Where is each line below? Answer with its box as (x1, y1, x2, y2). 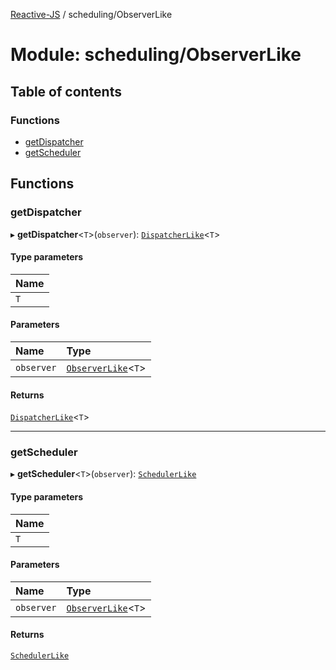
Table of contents (10, 83, 122, 100)
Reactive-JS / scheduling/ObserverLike (10, 9, 173, 20)
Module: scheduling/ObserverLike (10, 44, 302, 66)
